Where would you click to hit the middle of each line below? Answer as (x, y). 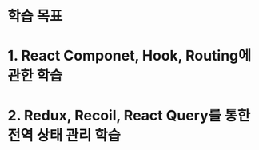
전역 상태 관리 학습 (64, 135)
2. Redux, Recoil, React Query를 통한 (129, 115)
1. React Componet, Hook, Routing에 (129, 56)
